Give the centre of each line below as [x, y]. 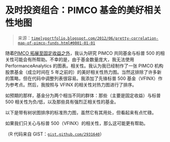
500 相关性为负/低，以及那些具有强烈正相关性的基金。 [62, 102]
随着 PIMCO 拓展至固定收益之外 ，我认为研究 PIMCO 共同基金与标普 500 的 [83, 53]
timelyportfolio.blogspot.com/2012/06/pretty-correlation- [95, 38]
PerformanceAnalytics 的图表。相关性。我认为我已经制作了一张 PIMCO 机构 [84, 66]
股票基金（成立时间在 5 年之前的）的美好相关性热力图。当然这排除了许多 [81, 72]
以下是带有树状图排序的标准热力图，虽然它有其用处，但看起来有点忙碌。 [81, 112]
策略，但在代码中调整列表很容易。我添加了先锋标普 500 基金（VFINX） [84, 78]
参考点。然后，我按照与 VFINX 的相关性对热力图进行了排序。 [73, 84]
